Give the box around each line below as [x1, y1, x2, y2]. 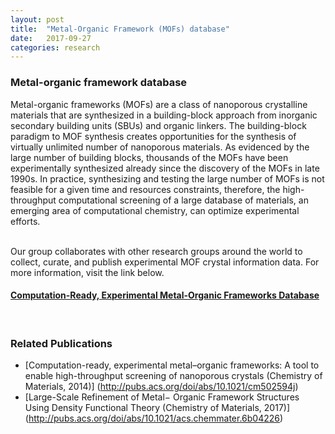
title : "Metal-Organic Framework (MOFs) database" [10, 24, 230, 34]
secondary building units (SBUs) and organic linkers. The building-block [10, 119, 307, 131]
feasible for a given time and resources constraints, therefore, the [10, 183, 281, 195]
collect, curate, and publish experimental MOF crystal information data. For [10, 256, 320, 268]
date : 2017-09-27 [10, 33, 92, 43]
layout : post [10, 14, 65, 25]
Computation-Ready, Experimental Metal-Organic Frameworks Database [10, 289, 320, 301]
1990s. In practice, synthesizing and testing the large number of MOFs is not [10, 172, 325, 185]
